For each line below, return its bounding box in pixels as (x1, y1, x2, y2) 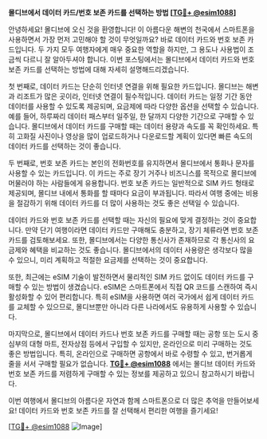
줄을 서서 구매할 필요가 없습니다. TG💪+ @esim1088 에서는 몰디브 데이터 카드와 (8, 359, 256, 368)
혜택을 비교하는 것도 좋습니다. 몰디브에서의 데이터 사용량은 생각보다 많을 (29, 245, 253, 255)
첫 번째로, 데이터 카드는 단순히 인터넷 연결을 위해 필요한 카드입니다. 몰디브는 (8, 81, 245, 91)
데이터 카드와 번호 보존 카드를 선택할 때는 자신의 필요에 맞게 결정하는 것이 (8, 216, 236, 224)
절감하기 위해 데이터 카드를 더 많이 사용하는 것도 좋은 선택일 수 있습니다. (16, 199, 240, 208)
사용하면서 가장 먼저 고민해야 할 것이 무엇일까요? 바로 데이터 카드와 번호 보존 (8, 35, 245, 44)
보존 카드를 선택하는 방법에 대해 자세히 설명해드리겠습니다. (8, 65, 190, 74)
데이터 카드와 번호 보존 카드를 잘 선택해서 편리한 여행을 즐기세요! (18, 406, 218, 415)
